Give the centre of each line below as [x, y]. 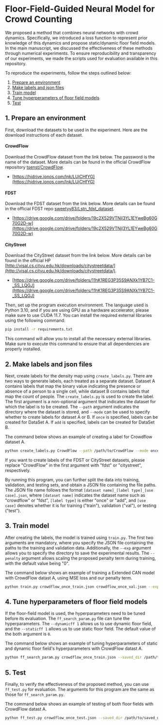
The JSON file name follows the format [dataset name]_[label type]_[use [79, 490]
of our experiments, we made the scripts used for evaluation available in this [81, 58]
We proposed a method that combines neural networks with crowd [72, 32]
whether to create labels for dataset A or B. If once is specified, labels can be [81, 417]
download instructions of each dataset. [44, 135]
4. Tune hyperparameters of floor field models [76, 602]
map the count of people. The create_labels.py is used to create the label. [80, 396]
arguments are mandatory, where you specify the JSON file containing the [79, 543]
